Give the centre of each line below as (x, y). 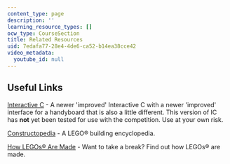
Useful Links (35, 88)
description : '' (31, 20)
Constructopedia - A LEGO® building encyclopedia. (81, 133)
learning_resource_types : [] (50, 27)
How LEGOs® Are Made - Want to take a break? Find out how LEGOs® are (114, 146)
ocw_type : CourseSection (43, 33)
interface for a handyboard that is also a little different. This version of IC (112, 112)
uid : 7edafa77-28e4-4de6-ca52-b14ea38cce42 (72, 46)
